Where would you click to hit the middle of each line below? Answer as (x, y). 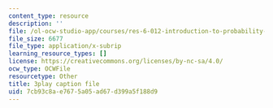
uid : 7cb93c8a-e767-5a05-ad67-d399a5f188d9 (83, 91)
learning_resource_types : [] (58, 54)
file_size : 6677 (36, 39)
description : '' (36, 24)
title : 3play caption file (54, 84)
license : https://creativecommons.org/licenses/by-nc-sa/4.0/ (116, 62)
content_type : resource (49, 16)
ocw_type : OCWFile (39, 69)
